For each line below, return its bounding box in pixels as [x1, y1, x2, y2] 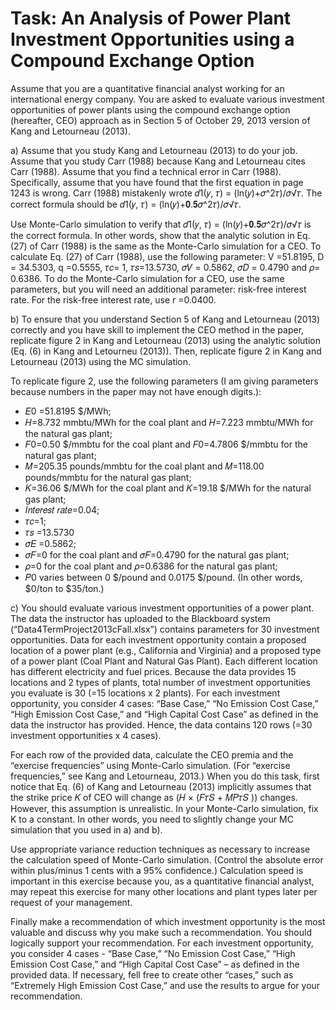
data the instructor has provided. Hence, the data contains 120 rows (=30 [10, 718, 313, 731]
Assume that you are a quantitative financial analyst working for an [10, 82, 285, 94]
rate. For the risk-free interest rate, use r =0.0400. [10, 293, 217, 306]
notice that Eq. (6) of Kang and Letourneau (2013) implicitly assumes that [10, 780, 312, 792]
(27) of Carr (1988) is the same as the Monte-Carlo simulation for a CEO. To [10, 240, 322, 252]
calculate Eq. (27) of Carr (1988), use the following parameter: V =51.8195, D [10, 250, 325, 262]
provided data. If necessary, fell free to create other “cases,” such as [10, 968, 294, 981]
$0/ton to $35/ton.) [24, 582, 105, 594]
